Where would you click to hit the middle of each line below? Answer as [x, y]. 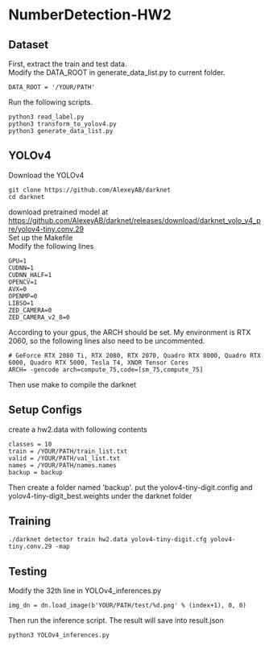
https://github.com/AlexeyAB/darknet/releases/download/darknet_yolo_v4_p [135, 220]
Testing [28, 571]
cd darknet [27, 197]
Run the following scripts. [50, 102]
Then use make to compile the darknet [72, 384]
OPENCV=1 [23, 282]
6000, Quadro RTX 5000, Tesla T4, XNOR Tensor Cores [99, 363]
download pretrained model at [58, 212]
